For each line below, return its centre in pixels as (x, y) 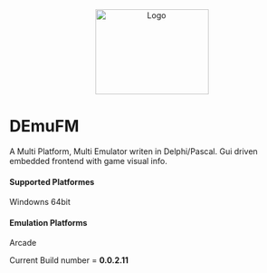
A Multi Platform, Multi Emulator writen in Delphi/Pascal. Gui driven (133, 151)
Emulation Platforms (48, 222)
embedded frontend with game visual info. (88, 161)
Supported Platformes (52, 181)
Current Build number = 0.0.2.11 (69, 260)
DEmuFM (44, 127)
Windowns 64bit (40, 202)
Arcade (23, 243)
